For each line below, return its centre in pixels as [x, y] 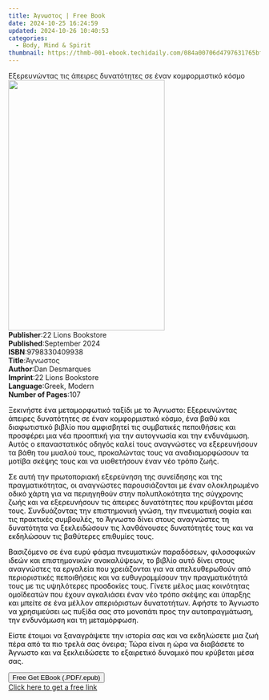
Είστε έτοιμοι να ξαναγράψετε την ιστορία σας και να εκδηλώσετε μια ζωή [133, 635]
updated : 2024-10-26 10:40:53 [59, 30]
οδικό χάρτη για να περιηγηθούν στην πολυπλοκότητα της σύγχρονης [126, 494]
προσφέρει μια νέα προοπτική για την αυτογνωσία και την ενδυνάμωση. [129, 435]
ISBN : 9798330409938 [46, 352]
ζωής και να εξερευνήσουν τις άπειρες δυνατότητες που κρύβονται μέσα [131, 502]
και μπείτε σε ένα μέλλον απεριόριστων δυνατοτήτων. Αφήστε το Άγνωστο [134, 603]
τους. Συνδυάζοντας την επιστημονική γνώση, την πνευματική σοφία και [130, 511]
